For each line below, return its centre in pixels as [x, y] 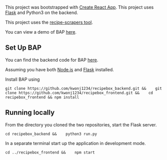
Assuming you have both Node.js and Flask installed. [59, 69]
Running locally [30, 113]
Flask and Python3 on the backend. [42, 13]
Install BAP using [22, 79]
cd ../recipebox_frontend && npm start [50, 152]
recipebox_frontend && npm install [42, 97]
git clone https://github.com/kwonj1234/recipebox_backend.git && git [84, 88]
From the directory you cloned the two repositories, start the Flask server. [81, 124]
